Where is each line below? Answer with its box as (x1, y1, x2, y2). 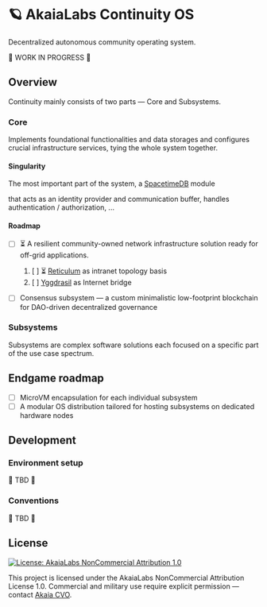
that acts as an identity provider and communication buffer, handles (8, 195, 230, 204)
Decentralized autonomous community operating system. (8, 37, 196, 47)
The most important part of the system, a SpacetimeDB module (8, 179, 216, 188)
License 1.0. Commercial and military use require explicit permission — (8, 581, 240, 591)
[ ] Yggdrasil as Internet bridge (31, 278, 133, 288)
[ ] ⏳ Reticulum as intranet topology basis (31, 266, 168, 276)
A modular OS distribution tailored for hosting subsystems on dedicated (19, 401, 255, 411)
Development (8, 434, 77, 447)
